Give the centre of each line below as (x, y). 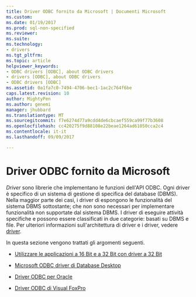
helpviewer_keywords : (32, 66)
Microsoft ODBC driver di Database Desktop (68, 265)
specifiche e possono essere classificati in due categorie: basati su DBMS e (97, 218)
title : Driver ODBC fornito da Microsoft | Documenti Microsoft (86, 11)
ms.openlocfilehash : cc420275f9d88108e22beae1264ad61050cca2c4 (85, 126)
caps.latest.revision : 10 (37, 93)
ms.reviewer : (22, 33)
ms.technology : (25, 45)
